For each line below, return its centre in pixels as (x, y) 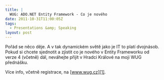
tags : (11, 23)
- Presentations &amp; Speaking (43, 28)
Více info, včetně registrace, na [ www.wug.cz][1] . (55, 72)
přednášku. (17, 62)
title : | (14, 10)
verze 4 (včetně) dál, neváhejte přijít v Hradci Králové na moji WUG (74, 57)
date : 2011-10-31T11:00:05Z (34, 19)
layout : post (19, 33)
